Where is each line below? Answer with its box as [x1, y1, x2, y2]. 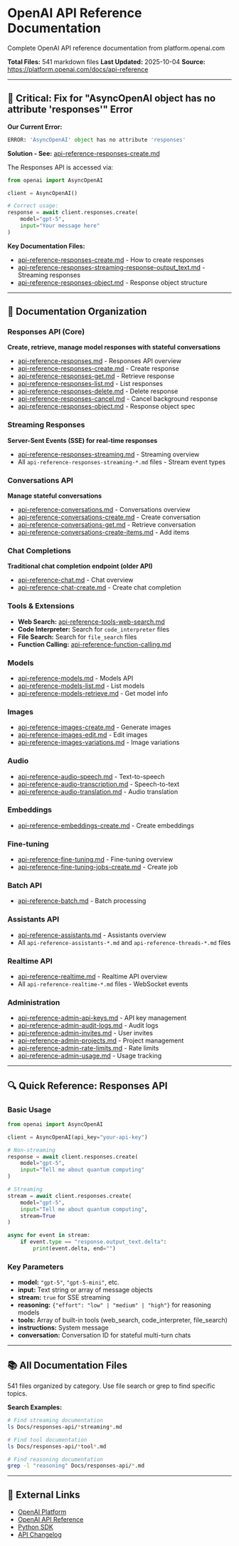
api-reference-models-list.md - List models [17, 681, 145, 690]
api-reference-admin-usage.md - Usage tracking [17, 1052, 162, 1060]
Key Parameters [7, 1262, 64, 1272]
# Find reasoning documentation [7, 1456, 103, 1463]
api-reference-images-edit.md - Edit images [17, 731, 148, 739]
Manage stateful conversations [7, 491, 102, 500]
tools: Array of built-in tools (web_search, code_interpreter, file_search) [17, 1316, 228, 1325]
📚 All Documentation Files [7, 1359, 128, 1372]
